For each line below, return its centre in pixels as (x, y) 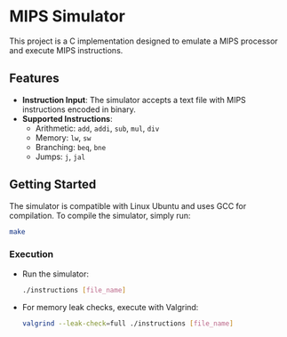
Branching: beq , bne (71, 147)
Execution (32, 254)
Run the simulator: (55, 274)
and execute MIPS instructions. (66, 50)
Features (34, 79)
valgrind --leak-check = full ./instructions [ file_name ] (128, 323)
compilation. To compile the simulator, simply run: (100, 215)
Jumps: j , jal (60, 156)
